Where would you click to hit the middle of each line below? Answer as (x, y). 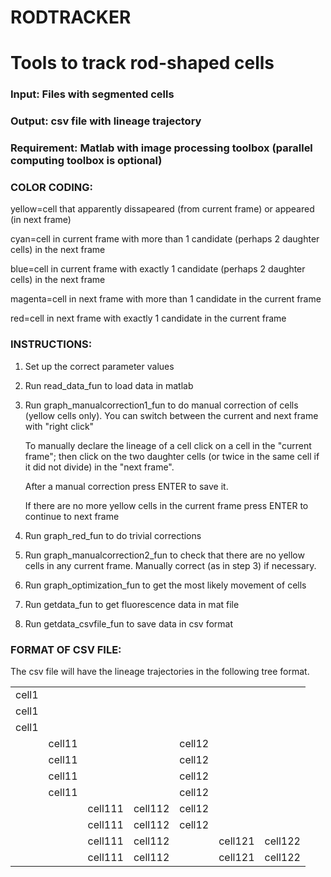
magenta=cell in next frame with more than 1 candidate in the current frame (166, 299)
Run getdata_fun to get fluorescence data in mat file (132, 604)
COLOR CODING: (52, 188)
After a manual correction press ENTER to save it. (126, 486)
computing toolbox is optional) (86, 161)
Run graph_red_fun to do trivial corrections (113, 535)
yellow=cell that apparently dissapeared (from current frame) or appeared (162, 209)
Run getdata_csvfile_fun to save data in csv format (129, 623)
